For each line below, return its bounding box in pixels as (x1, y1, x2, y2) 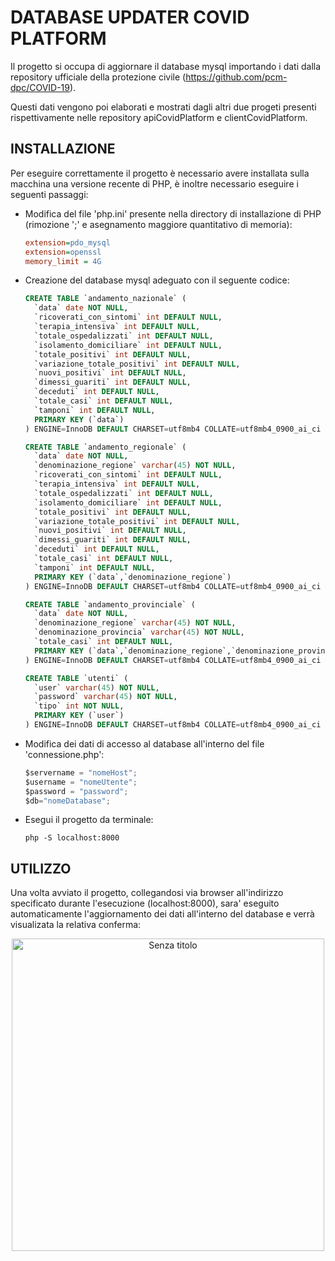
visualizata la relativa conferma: (10, 919, 142, 931)
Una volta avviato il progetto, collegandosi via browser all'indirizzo (10, 887, 284, 899)
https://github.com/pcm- (185, 71, 288, 83)
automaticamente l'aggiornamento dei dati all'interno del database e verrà (10, 908, 315, 920)
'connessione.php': (24, 748, 105, 760)
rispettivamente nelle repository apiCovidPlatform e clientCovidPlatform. (10, 111, 308, 123)
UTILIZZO (10, 860, 72, 877)
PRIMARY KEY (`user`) (34, 711, 125, 721)
